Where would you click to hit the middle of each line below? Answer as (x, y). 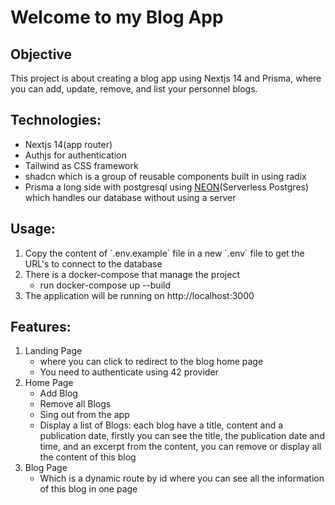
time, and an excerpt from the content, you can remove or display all (180, 447)
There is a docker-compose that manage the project (132, 274)
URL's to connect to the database (93, 263)
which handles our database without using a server (130, 197)
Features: (41, 327)
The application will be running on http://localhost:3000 (139, 295)
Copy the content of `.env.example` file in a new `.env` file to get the (164, 253)
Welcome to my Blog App (117, 17)
